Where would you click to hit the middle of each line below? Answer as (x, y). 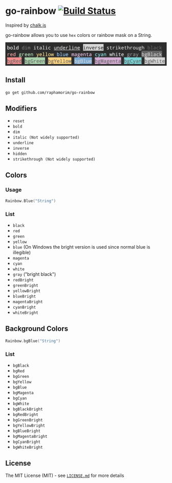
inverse (21, 149)
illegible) (22, 253)
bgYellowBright (29, 426)
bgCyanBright (27, 442)
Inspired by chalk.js (26, 25)
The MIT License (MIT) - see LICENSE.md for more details (65, 475)
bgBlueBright (27, 431)
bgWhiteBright (28, 448)
